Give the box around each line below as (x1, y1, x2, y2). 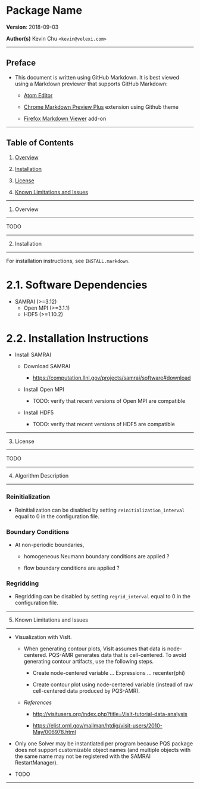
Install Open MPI (23, 386, 64, 393)
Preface (6, 58, 36, 68)
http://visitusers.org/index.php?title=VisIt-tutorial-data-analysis (32, 711, 187, 718)
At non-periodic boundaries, (14, 542, 85, 549)
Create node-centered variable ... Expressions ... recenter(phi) (32, 669, 186, 677)
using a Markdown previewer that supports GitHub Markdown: (14, 80, 168, 87)
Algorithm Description (14, 472, 69, 479)
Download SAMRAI (23, 363, 70, 370)
